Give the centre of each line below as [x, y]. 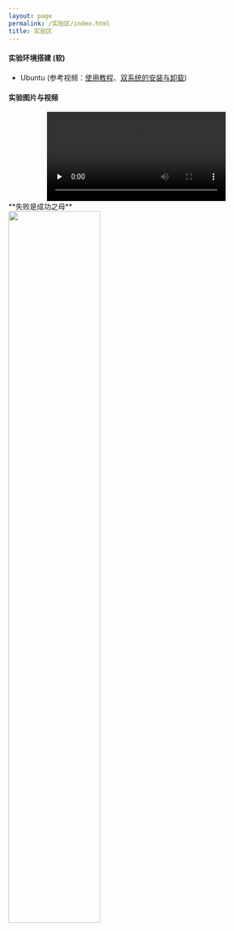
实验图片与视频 [33, 97]
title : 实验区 [30, 31]
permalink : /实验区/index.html [60, 24]
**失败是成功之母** [40, 207]
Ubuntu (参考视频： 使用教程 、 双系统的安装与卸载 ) [104, 77]
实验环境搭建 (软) [37, 58]
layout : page [30, 16]
